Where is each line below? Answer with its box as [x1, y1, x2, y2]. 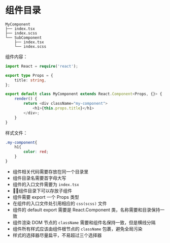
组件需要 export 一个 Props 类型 [12, 194, 80, 200]
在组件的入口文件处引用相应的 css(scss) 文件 [12, 200, 108, 206]
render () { [14, 96, 38, 102]
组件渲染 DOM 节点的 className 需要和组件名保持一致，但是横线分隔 [12, 219, 156, 225]
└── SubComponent [5, 35, 42, 40]
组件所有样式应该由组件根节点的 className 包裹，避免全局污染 [12, 226, 143, 232]
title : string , [14, 77, 47, 83]
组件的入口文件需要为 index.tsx [12, 181, 80, 187]
